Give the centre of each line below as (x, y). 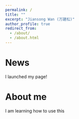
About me (26, 97)
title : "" (15, 15)
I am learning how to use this (35, 110)
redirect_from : (21, 29)
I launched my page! (26, 76)
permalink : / (19, 10)
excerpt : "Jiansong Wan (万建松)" (40, 19)
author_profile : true (28, 24)
